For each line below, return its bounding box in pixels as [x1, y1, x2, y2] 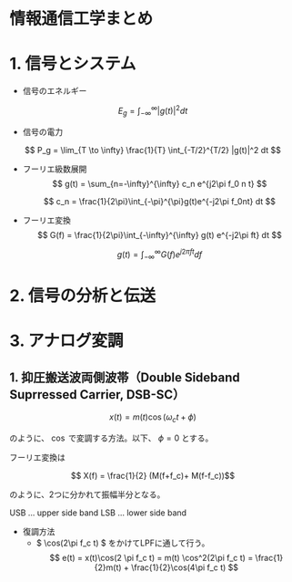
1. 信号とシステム [9, 54, 136, 74]
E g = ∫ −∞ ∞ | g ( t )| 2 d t [117, 104, 188, 119]
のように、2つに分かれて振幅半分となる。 [9, 489, 166, 500]
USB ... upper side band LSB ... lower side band [9, 507, 187, 518]
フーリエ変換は [9, 452, 65, 463]
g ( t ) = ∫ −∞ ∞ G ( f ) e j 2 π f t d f [116, 247, 203, 262]
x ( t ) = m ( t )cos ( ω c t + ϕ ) [108, 411, 197, 425]
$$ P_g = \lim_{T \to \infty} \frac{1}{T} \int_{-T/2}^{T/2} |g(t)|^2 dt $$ [24, 144, 282, 155]
